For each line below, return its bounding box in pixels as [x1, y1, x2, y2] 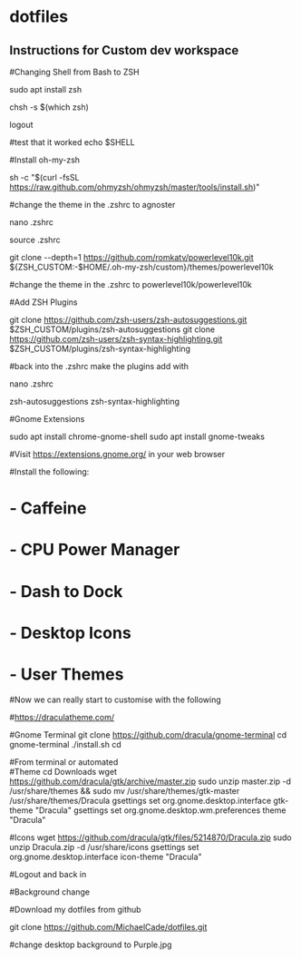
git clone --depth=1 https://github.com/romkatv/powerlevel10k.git [9, 252, 254, 262]
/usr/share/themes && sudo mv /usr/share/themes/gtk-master [9, 785, 240, 796]
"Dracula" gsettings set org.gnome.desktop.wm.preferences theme [34, 805, 286, 816]
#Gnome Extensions [9, 414, 85, 424]
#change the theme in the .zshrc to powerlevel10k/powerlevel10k [9, 279, 252, 289]
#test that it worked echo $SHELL [9, 137, 136, 147]
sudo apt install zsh [9, 84, 83, 94]
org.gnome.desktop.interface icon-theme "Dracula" [9, 851, 202, 862]
